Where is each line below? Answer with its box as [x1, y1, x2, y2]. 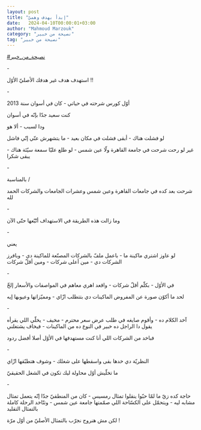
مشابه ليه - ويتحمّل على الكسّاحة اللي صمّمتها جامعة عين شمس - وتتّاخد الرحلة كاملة [7, 399, 196, 405]
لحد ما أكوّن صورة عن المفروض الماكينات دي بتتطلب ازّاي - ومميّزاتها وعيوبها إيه [7, 293, 185, 300]
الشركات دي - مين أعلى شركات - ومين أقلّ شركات [7, 258, 122, 265]
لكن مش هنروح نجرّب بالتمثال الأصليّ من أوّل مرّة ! [7, 417, 121, 423]
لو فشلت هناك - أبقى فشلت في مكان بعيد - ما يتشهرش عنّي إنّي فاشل [7, 134, 164, 142]
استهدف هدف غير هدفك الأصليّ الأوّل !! [7, 76, 94, 83]
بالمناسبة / [7, 176, 31, 183]
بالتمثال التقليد [7, 405, 38, 412]
